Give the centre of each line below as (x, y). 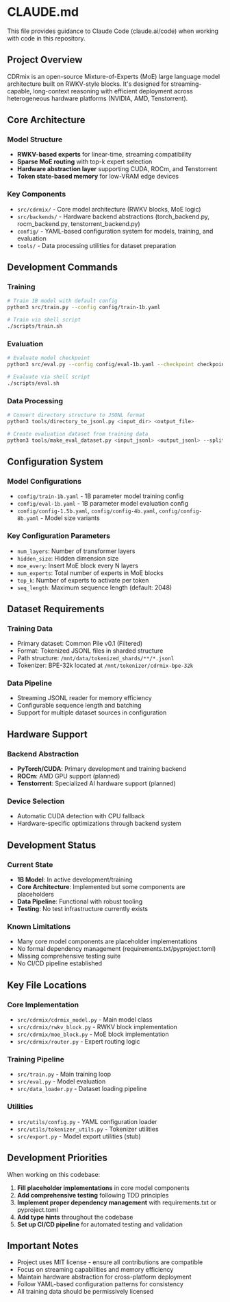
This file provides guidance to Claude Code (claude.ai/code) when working (113, 31)
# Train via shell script (44, 320)
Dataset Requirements (56, 609)
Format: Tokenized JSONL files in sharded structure (90, 651)
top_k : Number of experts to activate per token (83, 580)
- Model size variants (70, 518)
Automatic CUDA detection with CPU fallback (81, 816)
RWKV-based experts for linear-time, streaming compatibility (104, 155)
